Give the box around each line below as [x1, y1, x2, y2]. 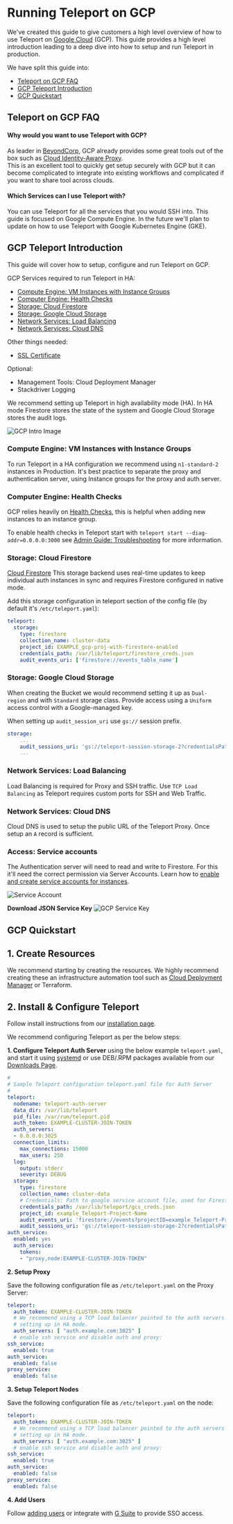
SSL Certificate [17, 351, 61, 359]
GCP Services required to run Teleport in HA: [7, 274, 135, 282]
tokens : [19, 1248, 42, 1256]
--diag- [186, 530, 208, 537]
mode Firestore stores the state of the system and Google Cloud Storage [7, 406, 215, 414]
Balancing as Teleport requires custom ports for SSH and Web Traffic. [7, 789, 207, 797]
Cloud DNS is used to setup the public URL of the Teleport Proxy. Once [7, 822, 210, 830]
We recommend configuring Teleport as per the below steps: [7, 1033, 182, 1041]
